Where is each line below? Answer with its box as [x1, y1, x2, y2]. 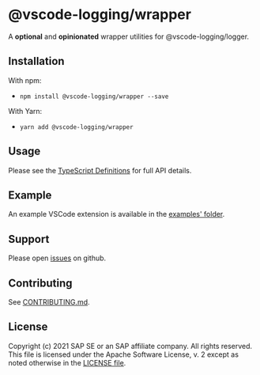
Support [8, 232, 50, 246]
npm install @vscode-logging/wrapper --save [19, 93, 169, 100]
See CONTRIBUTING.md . [8, 297, 90, 306]
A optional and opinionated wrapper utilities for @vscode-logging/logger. [8, 32, 250, 41]
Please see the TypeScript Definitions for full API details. [8, 165, 192, 175]
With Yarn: [8, 106, 43, 116]
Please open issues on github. [8, 253, 107, 263]
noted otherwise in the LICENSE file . [8, 358, 126, 367]
